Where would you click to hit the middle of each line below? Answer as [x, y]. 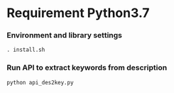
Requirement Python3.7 [78, 13]
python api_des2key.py [40, 82]
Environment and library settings [64, 35]
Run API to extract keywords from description [87, 67]
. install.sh [26, 50]
